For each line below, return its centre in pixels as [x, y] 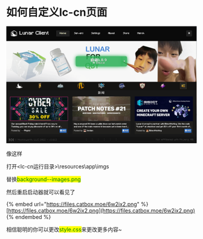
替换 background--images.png [44, 179]
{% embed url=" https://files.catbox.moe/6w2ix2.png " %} [78, 204]
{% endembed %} [29, 217]
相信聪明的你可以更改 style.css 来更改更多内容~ [64, 229]
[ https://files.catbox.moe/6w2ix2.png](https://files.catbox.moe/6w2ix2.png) [101, 211]
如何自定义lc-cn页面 [57, 12]
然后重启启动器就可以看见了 [41, 192]
